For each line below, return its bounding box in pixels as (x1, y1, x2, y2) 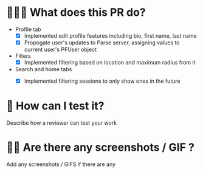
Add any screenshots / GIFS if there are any (6, 161, 116, 168)
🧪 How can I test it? (6, 99, 105, 113)
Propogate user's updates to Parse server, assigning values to (24, 39, 180, 46)
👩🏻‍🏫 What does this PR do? (6, 5, 146, 19)
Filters (15, 52, 32, 60)
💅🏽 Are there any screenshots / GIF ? (6, 141, 194, 155)
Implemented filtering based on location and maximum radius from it (24, 59, 196, 66)
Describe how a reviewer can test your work (6, 119, 117, 127)
